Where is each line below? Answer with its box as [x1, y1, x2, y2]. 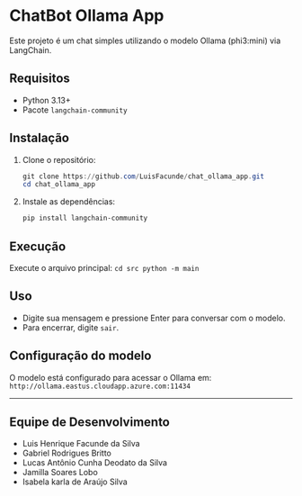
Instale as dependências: [22, 196, 115, 207]
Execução [9, 239, 67, 254]
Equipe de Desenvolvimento [9, 415, 171, 430]
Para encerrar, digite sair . [22, 321, 120, 333]
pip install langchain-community [22, 213, 148, 223]
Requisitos [9, 71, 70, 86]
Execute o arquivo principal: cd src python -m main [9, 263, 200, 273]
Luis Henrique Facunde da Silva [22, 438, 141, 449]
